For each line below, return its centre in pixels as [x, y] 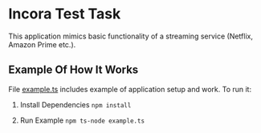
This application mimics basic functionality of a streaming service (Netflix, [130, 36]
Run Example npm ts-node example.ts [82, 120]
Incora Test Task [65, 14]
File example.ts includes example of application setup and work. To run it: [130, 89]
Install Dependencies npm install [75, 104]
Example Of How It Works [73, 70]
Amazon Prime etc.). [42, 44]
